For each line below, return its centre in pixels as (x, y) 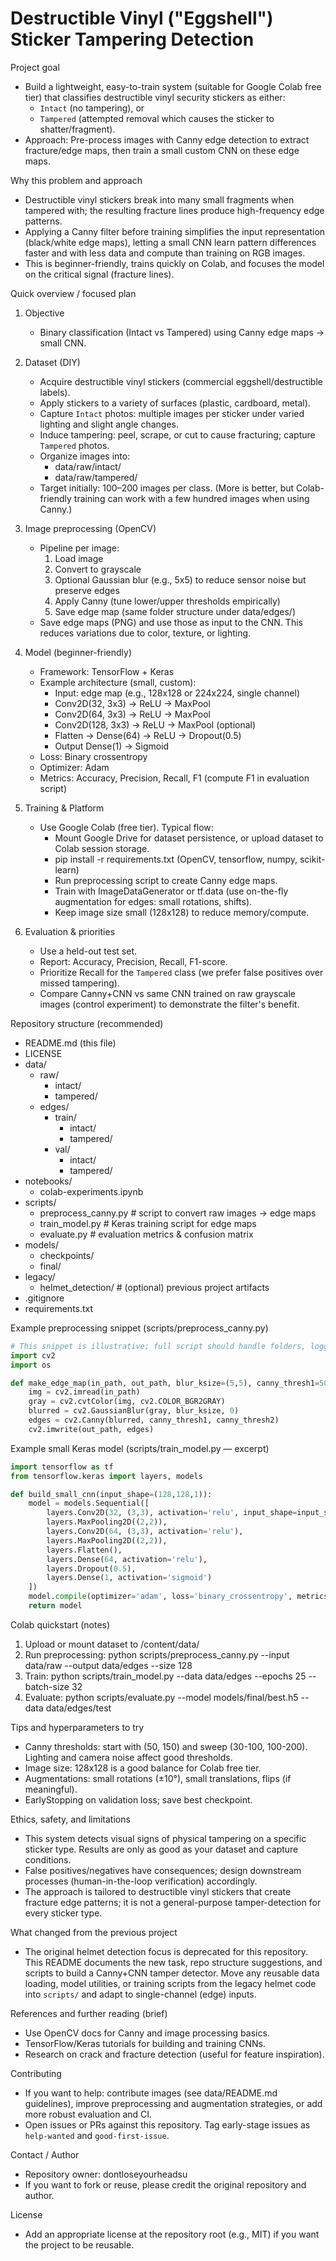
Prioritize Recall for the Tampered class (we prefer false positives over (181, 972)
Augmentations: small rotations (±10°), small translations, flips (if (158, 1778)
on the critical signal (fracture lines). (99, 274)
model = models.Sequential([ (89, 1503)
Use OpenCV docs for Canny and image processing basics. (147, 2033)
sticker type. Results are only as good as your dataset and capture (161, 1849)
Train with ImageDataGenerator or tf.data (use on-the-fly (171, 891)
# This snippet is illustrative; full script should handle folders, (158, 1346)
